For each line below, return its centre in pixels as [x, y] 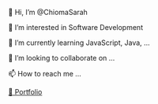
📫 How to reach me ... [45, 74]
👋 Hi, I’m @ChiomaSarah [48, 12]
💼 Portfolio [25, 92]
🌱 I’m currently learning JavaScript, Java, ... [79, 43]
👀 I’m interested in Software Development [76, 27]
